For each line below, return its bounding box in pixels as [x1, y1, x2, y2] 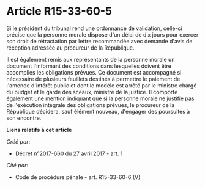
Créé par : [6, 137, 31, 145]
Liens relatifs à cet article [6, 126, 72, 133]
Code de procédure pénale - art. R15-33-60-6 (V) [15, 173, 141, 181]
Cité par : [6, 161, 29, 169]
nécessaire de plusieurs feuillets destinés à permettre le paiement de [6, 75, 181, 82]
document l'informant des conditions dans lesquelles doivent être [6, 62, 172, 70]
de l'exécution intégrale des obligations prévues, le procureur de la [6, 101, 175, 108]
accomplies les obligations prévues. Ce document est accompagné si [6, 68, 182, 76]
